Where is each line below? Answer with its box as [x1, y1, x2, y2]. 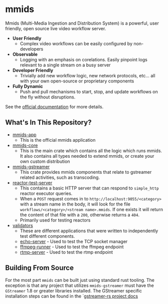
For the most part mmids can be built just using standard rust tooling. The [5, 277, 154, 283]
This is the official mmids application [20, 137, 96, 143]
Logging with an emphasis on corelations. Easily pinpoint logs [20, 56, 148, 62]
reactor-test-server [12, 179, 53, 185]
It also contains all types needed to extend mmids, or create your [20, 153, 154, 159]
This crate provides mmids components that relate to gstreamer [20, 169, 152, 175]
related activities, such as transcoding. [20, 174, 100, 180]
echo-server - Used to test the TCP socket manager [20, 238, 128, 244]
